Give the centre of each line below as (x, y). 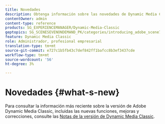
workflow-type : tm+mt (27, 55)
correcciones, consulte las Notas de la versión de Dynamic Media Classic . (80, 116)
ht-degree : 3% (20, 64)
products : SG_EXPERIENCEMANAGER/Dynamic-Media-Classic (62, 28)
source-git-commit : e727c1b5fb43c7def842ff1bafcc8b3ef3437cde (70, 50)
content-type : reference (30, 23)
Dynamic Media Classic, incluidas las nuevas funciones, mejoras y (72, 111)
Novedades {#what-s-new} (62, 93)
